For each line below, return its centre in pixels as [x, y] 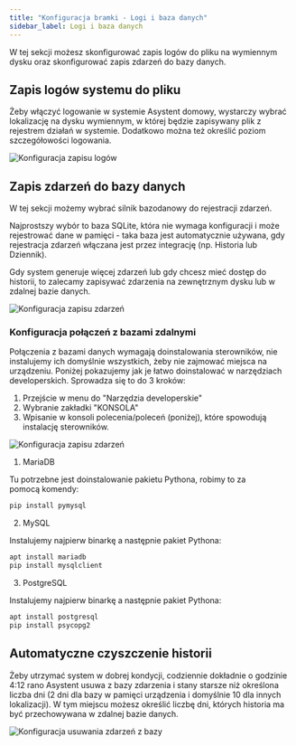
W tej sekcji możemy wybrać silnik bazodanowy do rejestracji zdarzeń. [141, 208]
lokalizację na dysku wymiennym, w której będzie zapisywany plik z [135, 121]
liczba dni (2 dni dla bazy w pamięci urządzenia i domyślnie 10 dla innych [145, 694]
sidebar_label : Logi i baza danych [76, 26]
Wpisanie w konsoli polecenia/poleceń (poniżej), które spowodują [144, 418]
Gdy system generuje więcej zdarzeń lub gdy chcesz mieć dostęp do [138, 272]
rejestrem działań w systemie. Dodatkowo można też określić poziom [138, 131]
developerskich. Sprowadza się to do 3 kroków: [98, 381]
